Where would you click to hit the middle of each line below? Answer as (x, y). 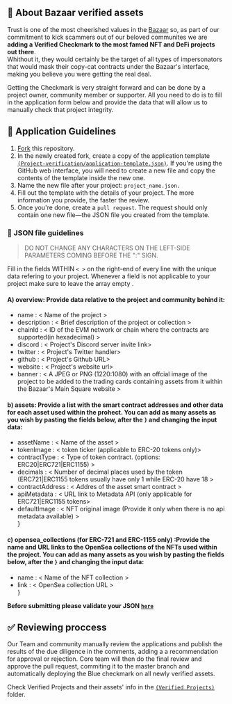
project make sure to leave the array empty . (71, 283)
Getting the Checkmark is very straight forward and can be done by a (107, 87)
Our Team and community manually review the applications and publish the (115, 644)
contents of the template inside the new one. (81, 177)
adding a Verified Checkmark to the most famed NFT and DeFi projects (111, 44)
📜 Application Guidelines (62, 132)
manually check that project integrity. (60, 109)
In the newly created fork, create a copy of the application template (114, 155)
